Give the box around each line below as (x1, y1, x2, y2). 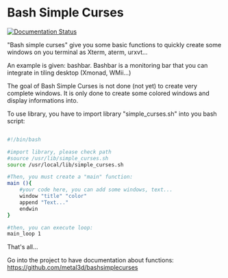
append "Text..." (19, 199, 69, 206)
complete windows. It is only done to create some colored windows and (7, 89, 210, 97)
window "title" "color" (19, 193, 88, 200)
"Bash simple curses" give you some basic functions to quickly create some (7, 40, 222, 49)
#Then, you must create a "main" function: (7, 173, 134, 181)
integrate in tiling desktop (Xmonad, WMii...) (7, 68, 131, 77)
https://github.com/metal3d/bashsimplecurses (7, 264, 138, 272)
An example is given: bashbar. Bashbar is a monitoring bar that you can (7, 61, 208, 69)
